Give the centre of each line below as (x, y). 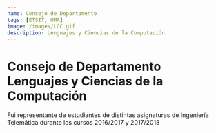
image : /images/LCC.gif (41, 26)
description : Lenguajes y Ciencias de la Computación (86, 33)
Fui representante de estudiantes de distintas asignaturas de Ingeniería (108, 115)
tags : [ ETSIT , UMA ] (35, 20)
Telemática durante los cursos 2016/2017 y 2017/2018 (84, 123)
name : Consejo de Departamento (52, 13)
